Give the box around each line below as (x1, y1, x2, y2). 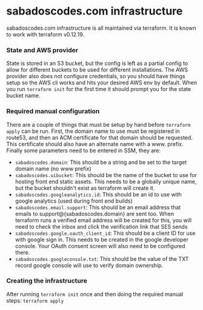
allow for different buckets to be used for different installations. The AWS (6, 66, 188, 73)
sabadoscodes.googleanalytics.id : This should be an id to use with (15, 190, 182, 198)
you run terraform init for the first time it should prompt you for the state (6, 86, 191, 93)
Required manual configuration (6, 107, 100, 116)
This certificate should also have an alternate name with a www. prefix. (6, 140, 184, 147)
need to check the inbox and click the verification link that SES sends (15, 223, 188, 230)
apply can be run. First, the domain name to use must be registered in (6, 127, 180, 135)
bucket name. (6, 92, 41, 99)
